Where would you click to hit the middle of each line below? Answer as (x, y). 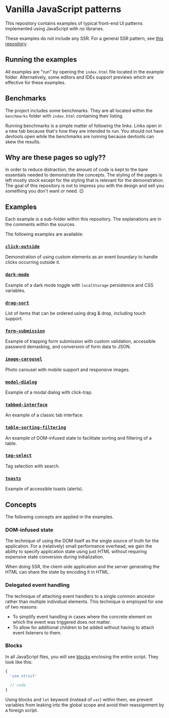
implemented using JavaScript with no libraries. (55, 28)
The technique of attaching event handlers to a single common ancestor (80, 596)
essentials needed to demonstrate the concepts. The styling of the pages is (84, 175)
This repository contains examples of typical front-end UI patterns (74, 23)
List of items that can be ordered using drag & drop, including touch (76, 313)
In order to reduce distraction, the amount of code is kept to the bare (76, 169)
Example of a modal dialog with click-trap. (49, 392)
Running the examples (41, 60)
